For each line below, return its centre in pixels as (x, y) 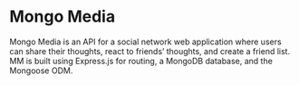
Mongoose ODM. (41, 71)
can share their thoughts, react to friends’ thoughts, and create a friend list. (150, 51)
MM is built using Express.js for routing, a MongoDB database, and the (141, 61)
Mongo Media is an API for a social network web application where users (146, 42)
